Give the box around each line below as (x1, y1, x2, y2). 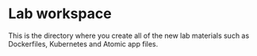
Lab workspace (8, 5, 113, 23)
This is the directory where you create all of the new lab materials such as (8, 31, 250, 40)
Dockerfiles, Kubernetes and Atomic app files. (8, 39, 159, 48)
